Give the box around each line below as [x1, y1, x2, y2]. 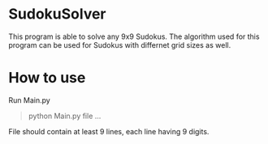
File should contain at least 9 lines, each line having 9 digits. [8, 126, 210, 136]
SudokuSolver [8, 5, 107, 23]
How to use [8, 69, 86, 87]
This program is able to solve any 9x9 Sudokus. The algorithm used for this [8, 32, 260, 41]
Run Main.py [8, 95, 50, 105]
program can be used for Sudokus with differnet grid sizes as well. [8, 40, 231, 49]
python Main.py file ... [28, 111, 102, 121]
